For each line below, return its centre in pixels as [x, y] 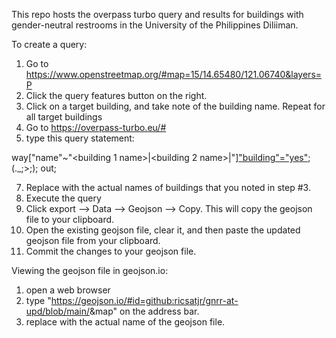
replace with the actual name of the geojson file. [125, 322]
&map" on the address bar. [144, 311]
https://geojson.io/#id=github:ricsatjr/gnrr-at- [144, 300]
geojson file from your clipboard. [93, 240]
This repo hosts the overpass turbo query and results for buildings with [157, 14]
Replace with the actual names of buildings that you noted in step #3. [168, 187]
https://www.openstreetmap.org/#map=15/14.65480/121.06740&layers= [174, 74]
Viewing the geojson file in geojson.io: [90, 270]
